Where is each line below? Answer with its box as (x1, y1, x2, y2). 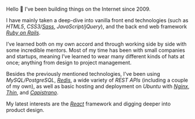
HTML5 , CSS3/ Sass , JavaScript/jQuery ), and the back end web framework (6, 23, 187, 30)
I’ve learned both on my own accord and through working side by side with (6, 41, 187, 47)
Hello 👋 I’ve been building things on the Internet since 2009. (6, 6, 151, 12)
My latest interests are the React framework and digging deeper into (6, 100, 171, 107)
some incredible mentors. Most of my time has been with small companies (6, 47, 186, 54)
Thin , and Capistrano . (6, 89, 59, 96)
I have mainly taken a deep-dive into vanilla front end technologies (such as (6, 17, 189, 23)
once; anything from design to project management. (6, 59, 132, 66)
